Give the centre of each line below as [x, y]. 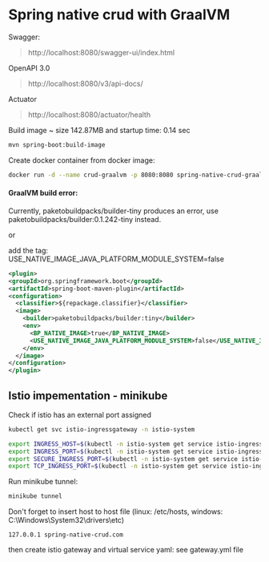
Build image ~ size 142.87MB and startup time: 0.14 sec [99, 130]
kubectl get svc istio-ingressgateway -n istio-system [102, 429]
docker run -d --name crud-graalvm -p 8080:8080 [91, 175]
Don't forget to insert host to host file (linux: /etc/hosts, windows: [116, 511]
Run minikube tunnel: [43, 482]
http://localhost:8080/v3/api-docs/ [86, 83]
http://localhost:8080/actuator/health [89, 115]
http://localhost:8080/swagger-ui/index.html [101, 52]
